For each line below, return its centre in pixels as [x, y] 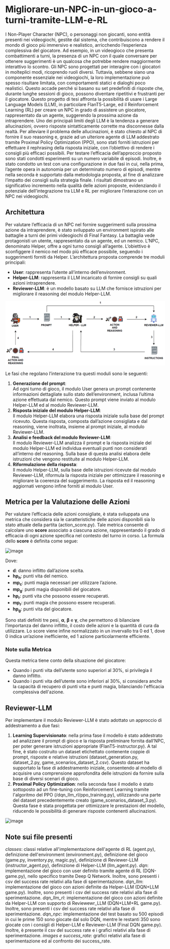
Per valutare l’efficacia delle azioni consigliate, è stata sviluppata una [77, 514]
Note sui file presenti [39, 837]
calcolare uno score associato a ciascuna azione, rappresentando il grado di [85, 530]
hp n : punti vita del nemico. [40, 577]
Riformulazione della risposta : [45, 464]
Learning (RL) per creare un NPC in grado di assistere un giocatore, [76, 110]
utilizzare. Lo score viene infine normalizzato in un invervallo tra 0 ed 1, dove [85, 631]
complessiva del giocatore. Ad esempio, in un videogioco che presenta [79, 50]
